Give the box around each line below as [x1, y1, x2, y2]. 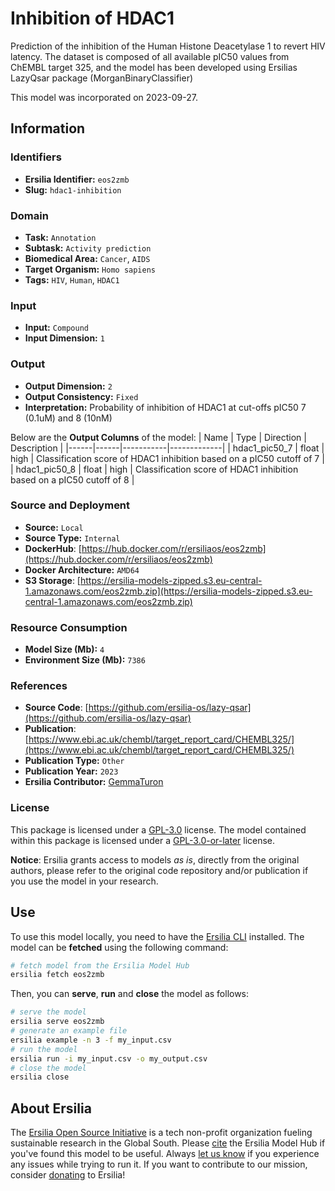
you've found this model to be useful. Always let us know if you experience [10, 1148, 320, 1160]
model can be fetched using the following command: [10, 941, 229, 953]
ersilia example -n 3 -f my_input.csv [10, 1035, 172, 1045]
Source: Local [24, 521, 84, 533]
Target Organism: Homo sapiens [24, 263, 156, 275]
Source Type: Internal [24, 532, 121, 544]
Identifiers [10, 150, 62, 164]
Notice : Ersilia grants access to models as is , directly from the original [10, 853, 300, 866]
